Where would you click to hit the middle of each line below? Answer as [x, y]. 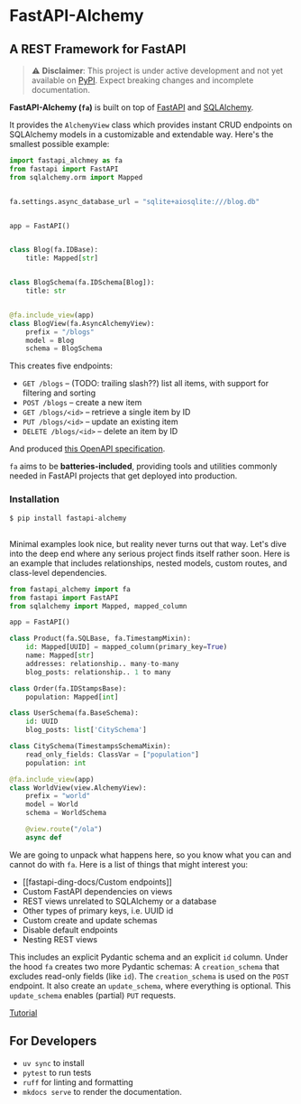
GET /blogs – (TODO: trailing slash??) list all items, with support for [146, 384]
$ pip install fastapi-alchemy [68, 518]
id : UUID [42, 722]
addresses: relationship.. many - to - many [102, 663]
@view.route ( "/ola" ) [64, 830]
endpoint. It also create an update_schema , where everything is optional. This [150, 986]
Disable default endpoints [70, 930]
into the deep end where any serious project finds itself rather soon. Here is [150, 553]
